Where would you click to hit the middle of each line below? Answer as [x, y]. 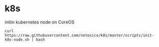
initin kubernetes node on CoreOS [40, 22]
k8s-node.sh [17, 40]
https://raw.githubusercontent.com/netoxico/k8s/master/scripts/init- [79, 35]
